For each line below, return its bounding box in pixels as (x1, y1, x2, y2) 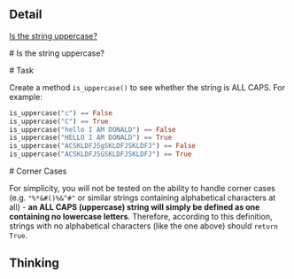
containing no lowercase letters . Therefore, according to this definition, (9, 212, 273, 222)
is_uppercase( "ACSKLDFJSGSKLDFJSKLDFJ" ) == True (9, 150, 192, 159)
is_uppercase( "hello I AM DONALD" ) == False (9, 125, 176, 134)
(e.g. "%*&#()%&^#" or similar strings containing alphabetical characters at (9, 192, 276, 203)
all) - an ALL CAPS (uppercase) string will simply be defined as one (9, 202, 260, 213)
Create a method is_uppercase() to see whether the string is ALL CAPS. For (9, 81, 286, 92)
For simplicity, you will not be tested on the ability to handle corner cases (9, 183, 276, 194)
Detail (9, 7, 43, 22)
